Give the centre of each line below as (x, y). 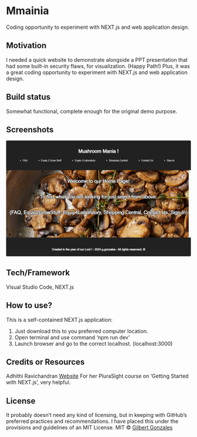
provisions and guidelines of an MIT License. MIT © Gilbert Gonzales (89, 428)
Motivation (26, 46)
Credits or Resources (45, 362)
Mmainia (28, 11)
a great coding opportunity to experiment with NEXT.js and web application (97, 72)
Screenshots (30, 130)
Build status (28, 97)
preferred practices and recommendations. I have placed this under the (92, 421)
